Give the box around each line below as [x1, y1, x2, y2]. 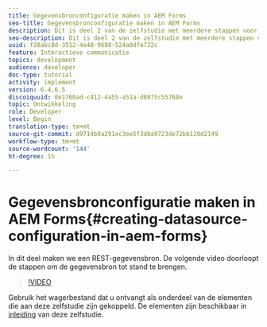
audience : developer [8, 64, 77, 72]
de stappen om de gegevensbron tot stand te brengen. [8, 262, 188, 271]
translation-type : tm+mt [8, 123, 91, 130]
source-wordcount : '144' [8, 145, 91, 153]
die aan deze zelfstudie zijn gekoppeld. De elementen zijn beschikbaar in [8, 302, 247, 311]
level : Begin [8, 115, 52, 123]
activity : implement [8, 78, 77, 86]
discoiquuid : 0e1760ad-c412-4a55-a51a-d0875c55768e [8, 93, 183, 101]
